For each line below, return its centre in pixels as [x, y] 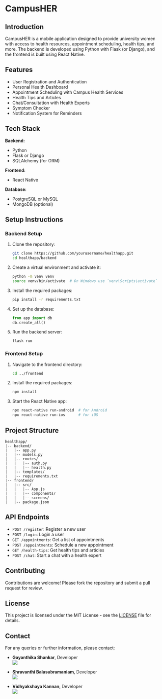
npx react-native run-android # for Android [59, 410]
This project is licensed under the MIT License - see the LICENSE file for [78, 615]
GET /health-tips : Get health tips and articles [58, 550]
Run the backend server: [37, 332]
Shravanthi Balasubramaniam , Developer [54, 672]
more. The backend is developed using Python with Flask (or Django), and [80, 49]
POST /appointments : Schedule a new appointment [63, 545]
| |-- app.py [21, 450]
